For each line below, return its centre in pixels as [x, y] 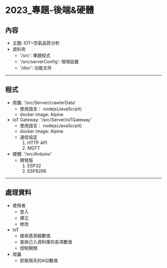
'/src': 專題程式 [35, 55]
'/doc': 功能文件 [36, 68]
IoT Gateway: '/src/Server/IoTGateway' [52, 119]
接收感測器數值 [35, 235]
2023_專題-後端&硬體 [50, 10]
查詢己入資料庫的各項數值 [46, 242]
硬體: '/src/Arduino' [32, 154]
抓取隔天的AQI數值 [39, 260]
